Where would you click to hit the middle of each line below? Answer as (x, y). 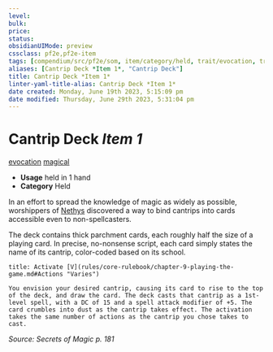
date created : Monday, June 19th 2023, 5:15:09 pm (96, 91)
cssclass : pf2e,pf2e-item (52, 54)
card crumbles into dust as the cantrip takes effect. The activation (130, 310)
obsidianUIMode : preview (50, 46)
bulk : (17, 24)
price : (19, 31)
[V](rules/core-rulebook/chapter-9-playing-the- (150, 267)
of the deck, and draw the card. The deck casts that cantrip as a (125, 296)
